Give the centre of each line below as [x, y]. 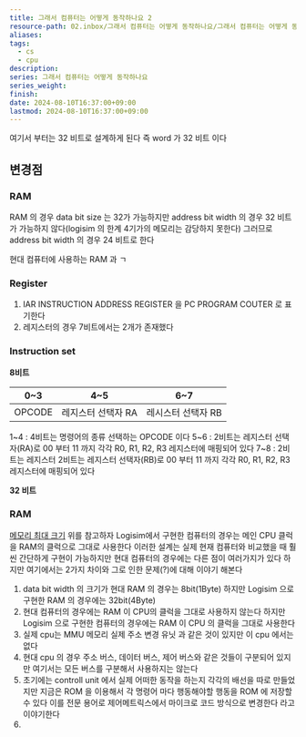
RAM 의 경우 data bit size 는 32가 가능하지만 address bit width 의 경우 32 [143, 217]
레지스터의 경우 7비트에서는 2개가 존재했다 [98, 327]
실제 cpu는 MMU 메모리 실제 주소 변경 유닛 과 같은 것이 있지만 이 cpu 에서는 [158, 634]
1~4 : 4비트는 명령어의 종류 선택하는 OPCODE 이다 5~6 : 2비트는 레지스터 [141, 436]
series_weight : [38, 86]
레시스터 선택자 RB [184, 413]
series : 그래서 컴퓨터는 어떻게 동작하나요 [79, 77]
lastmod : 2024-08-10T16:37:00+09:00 [79, 111]
